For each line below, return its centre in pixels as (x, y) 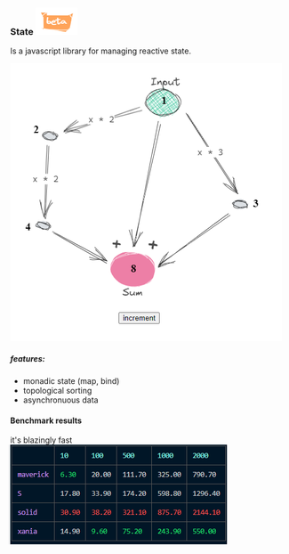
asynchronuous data (60, 400)
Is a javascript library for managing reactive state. (101, 51)
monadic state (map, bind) (71, 381)
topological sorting (57, 391)
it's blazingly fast (41, 440)
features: (28, 358)
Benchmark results (46, 420)
